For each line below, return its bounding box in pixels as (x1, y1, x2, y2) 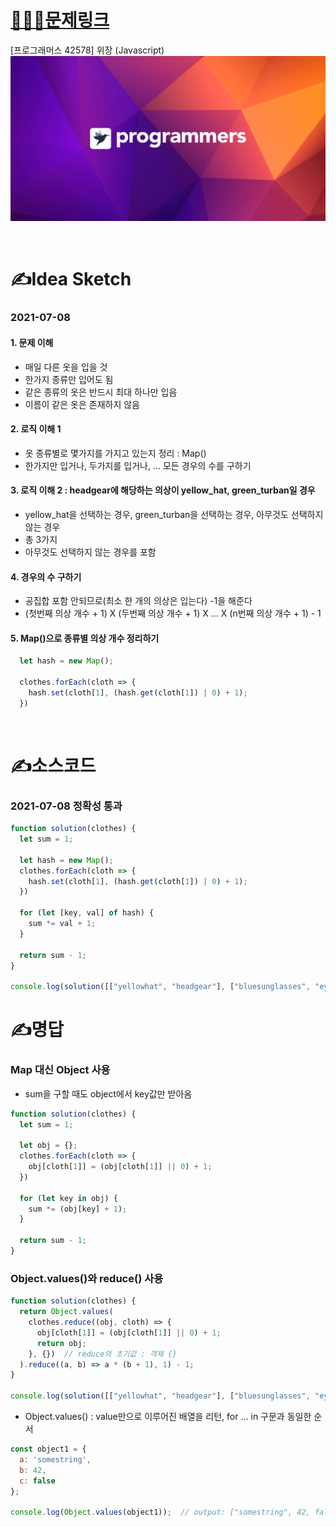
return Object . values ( (19, 1307, 114, 1317)
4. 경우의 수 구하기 (10, 571, 82, 583)
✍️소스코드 (10, 754, 97, 777)
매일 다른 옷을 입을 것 (24, 361, 108, 373)
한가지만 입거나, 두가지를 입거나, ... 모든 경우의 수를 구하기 (24, 459, 252, 471)
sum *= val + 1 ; (28, 919, 97, 929)
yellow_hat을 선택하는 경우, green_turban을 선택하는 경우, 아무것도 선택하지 (24, 508, 324, 520)
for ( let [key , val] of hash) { (19, 908, 155, 918)
